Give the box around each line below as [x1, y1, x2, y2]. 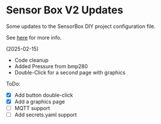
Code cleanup [14, 56, 48, 63]
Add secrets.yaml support [14, 111, 77, 118]
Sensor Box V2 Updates [6, 3, 124, 17]
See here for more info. [6, 34, 62, 41]
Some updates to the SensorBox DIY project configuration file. [6, 23, 156, 30]
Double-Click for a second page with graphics [14, 69, 125, 76]
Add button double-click [14, 91, 73, 98]
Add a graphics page [14, 98, 65, 105]
